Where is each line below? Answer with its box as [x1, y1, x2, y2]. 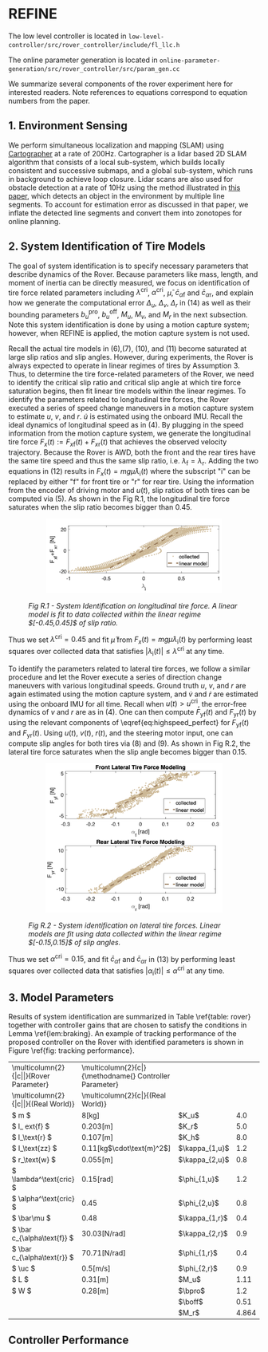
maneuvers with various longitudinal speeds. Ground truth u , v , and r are [8, 680, 246, 690]
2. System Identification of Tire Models [8, 240, 206, 254]
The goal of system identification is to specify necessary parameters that [8, 261, 249, 270]
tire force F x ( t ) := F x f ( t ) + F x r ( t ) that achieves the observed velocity [8, 437, 227, 449]
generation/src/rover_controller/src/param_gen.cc [8, 65, 180, 73]
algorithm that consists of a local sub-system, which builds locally [8, 157, 225, 167]
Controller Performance [8, 1333, 129, 1346]
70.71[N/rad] [81, 1248, 126, 1258]
